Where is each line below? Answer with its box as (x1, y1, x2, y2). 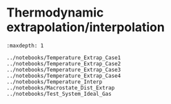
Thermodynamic (6, 5, 104, 21)
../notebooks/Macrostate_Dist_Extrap (6, 84, 115, 91)
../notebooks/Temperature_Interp (6, 78, 103, 85)
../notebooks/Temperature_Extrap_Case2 (6, 60, 121, 67)
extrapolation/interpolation (6, 19, 165, 35)
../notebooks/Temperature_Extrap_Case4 (6, 72, 121, 79)
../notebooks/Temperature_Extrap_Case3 (6, 66, 121, 73)
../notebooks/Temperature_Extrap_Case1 (6, 54, 121, 61)
